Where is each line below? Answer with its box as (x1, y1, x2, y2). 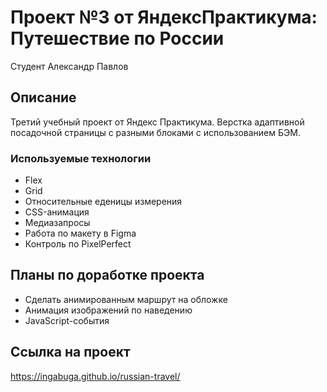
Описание (10, 89, 77, 106)
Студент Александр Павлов (10, 60, 129, 72)
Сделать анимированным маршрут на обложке (24, 293, 228, 305)
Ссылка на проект (10, 344, 131, 361)
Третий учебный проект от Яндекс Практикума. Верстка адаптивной (10, 116, 305, 128)
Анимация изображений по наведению (24, 304, 193, 316)
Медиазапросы (24, 217, 91, 229)
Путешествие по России (10, 27, 225, 50)
